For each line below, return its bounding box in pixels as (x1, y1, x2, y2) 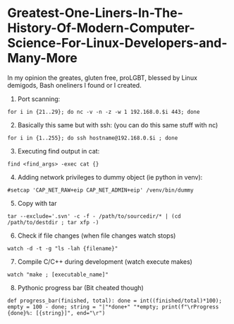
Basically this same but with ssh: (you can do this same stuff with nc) (17, 120, 218, 129)
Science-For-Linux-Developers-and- (7, 35, 228, 51)
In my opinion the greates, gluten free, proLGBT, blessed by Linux (7, 73, 197, 82)
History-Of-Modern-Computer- (7, 20, 195, 36)
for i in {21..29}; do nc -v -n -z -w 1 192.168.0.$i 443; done (7, 108, 200, 115)
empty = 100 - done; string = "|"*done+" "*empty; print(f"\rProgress (7, 303, 219, 311)
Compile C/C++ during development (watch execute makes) (17, 257, 192, 266)
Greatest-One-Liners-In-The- (7, 5, 183, 21)
